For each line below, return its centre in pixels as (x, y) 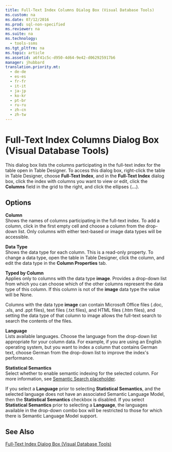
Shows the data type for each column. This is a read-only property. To (79, 252)
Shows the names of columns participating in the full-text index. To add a (82, 220)
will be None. (19, 295)
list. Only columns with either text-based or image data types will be (90, 231)
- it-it (18, 86)
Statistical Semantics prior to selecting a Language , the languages (77, 405)
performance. (20, 358)
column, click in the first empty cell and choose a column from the (75, 226)
